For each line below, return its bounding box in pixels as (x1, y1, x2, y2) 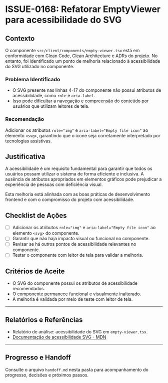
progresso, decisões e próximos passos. (5, 372, 89, 378)
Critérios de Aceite (5, 267, 65, 275)
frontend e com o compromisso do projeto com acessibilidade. (5, 197, 134, 203)
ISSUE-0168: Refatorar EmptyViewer (5, 4, 161, 15)
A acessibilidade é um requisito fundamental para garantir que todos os (5, 165, 152, 171)
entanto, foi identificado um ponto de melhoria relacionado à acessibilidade (5, 58, 160, 64)
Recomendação (5, 116, 44, 123)
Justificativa (5, 152, 45, 161)
